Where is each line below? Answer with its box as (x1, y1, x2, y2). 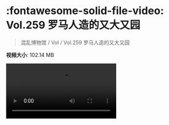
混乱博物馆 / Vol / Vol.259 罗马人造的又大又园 (20, 39, 130, 46)
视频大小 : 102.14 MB (6, 51, 55, 58)
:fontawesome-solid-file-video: (6, 4, 164, 18)
